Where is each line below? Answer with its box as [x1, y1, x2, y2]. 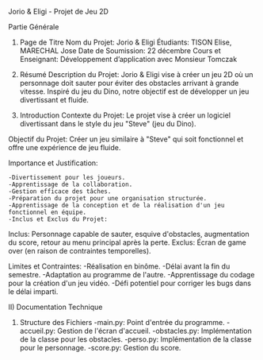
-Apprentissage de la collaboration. [8, 180, 133, 188]
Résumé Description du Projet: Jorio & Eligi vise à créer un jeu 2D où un [19, 70, 253, 79]
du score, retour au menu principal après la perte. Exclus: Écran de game [8, 238, 247, 247]
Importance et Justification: [8, 158, 98, 168]
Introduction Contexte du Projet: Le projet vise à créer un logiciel [19, 110, 231, 120]
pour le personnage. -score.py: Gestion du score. [19, 343, 181, 352]
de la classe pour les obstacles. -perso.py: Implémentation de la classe [19, 335, 252, 344]
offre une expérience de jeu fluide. [8, 143, 121, 152]
